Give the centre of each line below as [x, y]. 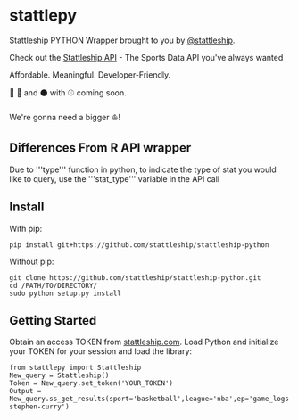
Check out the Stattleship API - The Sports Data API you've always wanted [146, 57]
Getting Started [53, 321]
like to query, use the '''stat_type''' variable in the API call [115, 178]
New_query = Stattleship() [59, 375]
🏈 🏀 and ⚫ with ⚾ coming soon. [68, 92]
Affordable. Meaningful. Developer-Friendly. [90, 74]
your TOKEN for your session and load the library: [101, 351]
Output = [25, 391]
